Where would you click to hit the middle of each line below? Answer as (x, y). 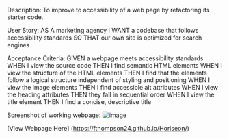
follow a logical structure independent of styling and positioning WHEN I (109, 80)
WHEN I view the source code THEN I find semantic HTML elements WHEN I (114, 65)
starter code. (25, 17)
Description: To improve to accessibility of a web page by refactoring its (108, 10)
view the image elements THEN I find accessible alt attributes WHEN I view (113, 87)
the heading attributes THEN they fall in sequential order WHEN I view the (111, 94)
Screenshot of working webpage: (54, 115)
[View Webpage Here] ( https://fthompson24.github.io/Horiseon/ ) (98, 128)
